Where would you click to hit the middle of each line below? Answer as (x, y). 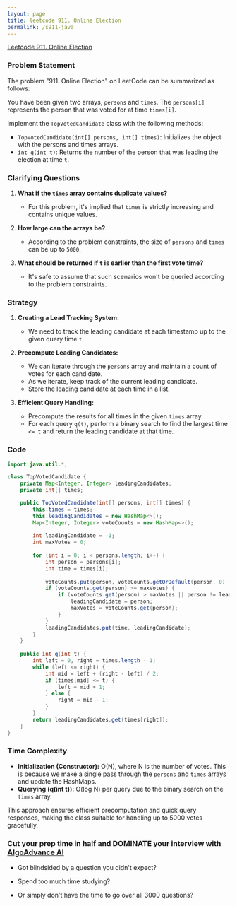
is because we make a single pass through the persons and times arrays (122, 774)
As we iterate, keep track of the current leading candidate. (113, 382)
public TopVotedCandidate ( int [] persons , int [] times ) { (105, 503)
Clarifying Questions (43, 177)
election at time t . (43, 159)
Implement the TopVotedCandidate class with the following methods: (105, 123)
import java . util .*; (38, 464)
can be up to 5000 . (54, 249)
